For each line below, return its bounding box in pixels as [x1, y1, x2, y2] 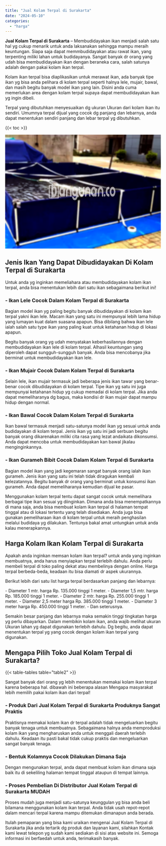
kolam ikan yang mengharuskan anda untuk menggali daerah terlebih [5, 730, 146, 736]
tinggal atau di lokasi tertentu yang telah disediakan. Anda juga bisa [5, 509, 143, 515]
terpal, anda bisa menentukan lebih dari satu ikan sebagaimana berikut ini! [5, 284, 157, 290]
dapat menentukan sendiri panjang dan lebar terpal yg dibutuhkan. [5, 115, 141, 121]
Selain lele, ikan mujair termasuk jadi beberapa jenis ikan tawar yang [5, 378, 144, 384]
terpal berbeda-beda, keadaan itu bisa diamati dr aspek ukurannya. [5, 568, 142, 574]
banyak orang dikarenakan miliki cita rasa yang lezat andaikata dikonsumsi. [5, 433, 159, 439]
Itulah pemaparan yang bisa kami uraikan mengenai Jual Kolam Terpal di [5, 820, 153, 826]
